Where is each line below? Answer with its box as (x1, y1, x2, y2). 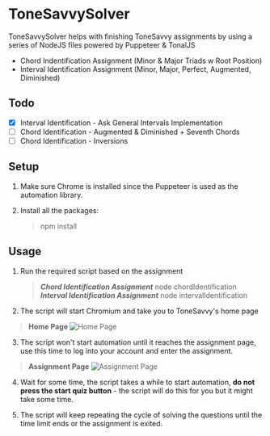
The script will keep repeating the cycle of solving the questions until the (19, 409, 263, 420)
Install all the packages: (19, 205, 99, 215)
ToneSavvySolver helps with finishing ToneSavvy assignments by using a (8, 31, 253, 41)
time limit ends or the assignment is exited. (19, 418, 163, 428)
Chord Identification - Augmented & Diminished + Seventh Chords (19, 127, 240, 136)
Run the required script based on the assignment (19, 266, 184, 275)
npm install (40, 221, 77, 231)
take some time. (19, 394, 74, 404)
